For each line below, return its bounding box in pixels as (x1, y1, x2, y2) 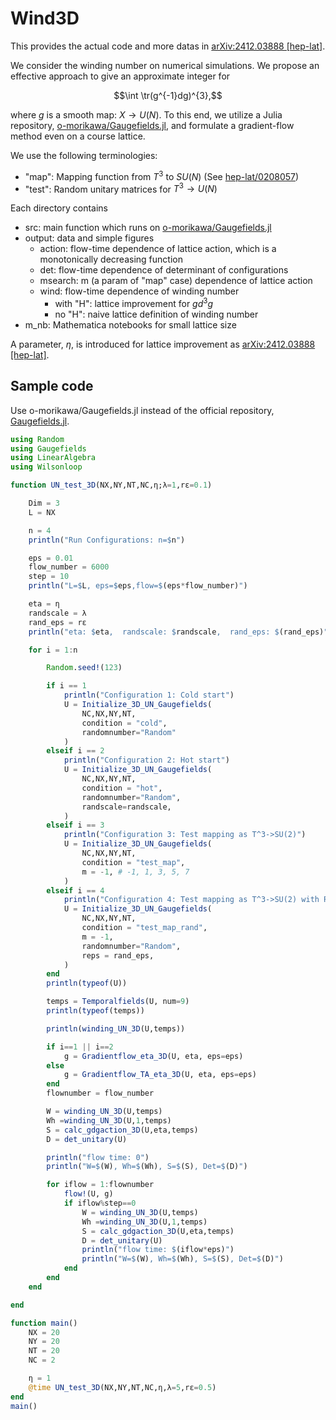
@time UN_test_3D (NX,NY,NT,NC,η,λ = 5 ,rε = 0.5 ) (28, 1382, 217, 1392)
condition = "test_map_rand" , (81, 923, 208, 933)
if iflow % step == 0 (63, 1198, 137, 1209)
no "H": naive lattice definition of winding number (54, 308, 259, 320)
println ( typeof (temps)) (46, 1006, 145, 1016)
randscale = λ (28, 608, 87, 618)
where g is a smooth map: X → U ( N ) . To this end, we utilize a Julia (10, 108, 283, 121)
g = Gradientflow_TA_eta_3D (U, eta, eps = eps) (63, 1070, 257, 1080)
